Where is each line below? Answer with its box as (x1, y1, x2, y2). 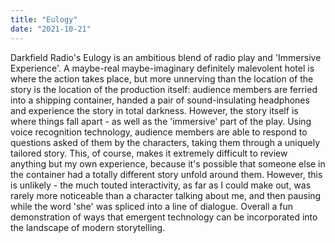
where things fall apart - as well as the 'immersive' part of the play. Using (10, 115, 312, 127)
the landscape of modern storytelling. (10, 221, 166, 233)
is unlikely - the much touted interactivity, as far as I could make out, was (10, 179, 312, 191)
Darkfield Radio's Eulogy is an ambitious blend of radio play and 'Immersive (10, 51, 322, 63)
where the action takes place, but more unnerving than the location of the (10, 72, 314, 85)
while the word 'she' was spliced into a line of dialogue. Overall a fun (10, 200, 294, 212)
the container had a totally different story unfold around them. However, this (10, 168, 323, 180)
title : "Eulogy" (10, 14, 78, 25)
